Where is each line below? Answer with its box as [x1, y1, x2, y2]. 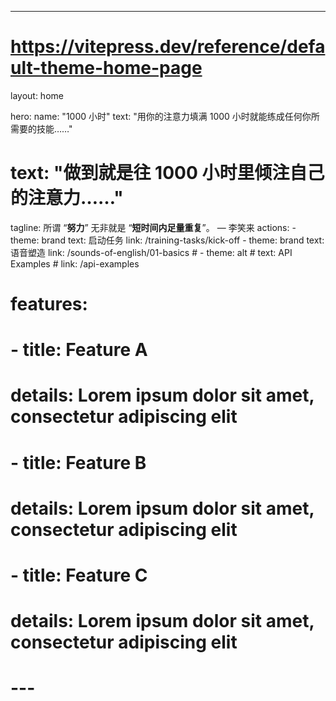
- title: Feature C [10, 564, 148, 586]
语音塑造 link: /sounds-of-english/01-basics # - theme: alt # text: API [10, 246, 293, 258]
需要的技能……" [10, 122, 73, 135]
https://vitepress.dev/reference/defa [10, 36, 326, 58]
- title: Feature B [10, 451, 147, 474]
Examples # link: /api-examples [10, 257, 140, 270]
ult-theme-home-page [10, 57, 203, 80]
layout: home [10, 89, 64, 101]
